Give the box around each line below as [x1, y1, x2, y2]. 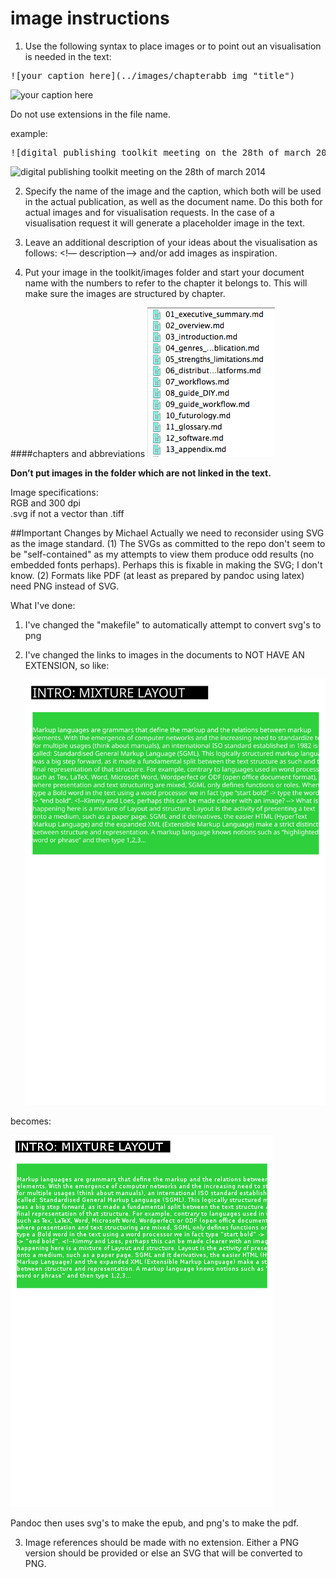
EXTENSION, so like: [24, 659, 110, 671]
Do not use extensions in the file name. [10, 108, 172, 120]
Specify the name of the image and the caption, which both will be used [24, 185, 322, 197]
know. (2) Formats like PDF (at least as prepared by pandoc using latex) [10, 569, 305, 581]
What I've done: [10, 599, 76, 611]
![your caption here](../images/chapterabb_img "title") [10, 70, 296, 81]
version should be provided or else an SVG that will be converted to [24, 1547, 303, 1559]
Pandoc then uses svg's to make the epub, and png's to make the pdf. [10, 1517, 299, 1529]
